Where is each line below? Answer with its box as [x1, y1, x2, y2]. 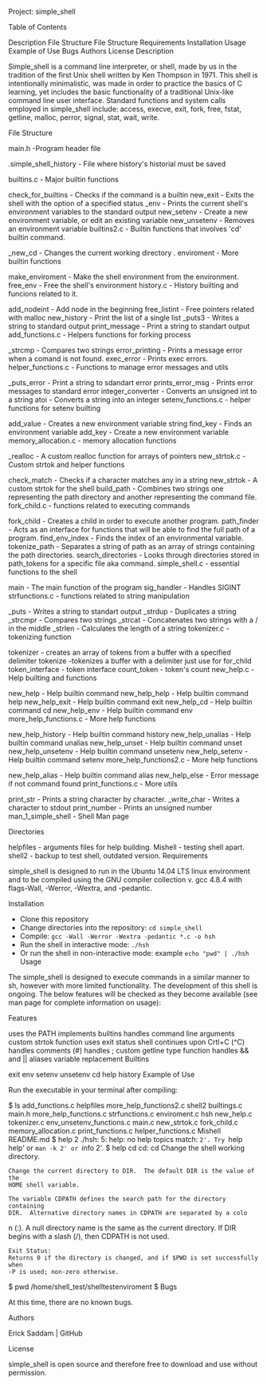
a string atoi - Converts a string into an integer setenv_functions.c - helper [8, 395, 251, 404]
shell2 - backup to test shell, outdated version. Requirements [8, 851, 209, 860]
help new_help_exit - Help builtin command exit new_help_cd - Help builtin [8, 697, 253, 706]
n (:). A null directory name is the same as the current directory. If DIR [8, 1223, 237, 1232]
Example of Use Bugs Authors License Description [8, 46, 174, 55]
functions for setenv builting [8, 404, 101, 412]
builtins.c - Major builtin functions [8, 175, 120, 184]
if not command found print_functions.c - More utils [8, 779, 178, 788]
